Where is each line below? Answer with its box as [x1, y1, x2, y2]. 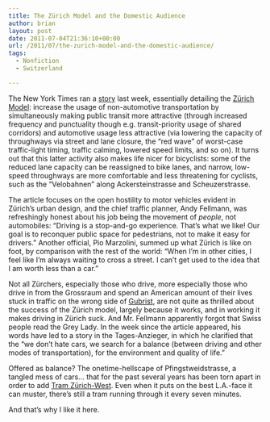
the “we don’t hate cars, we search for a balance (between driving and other [8, 339, 262, 349]
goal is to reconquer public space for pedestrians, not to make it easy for [8, 229, 251, 239]
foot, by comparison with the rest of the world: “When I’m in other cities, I [8, 246, 252, 256]
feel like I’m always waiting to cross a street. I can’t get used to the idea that [8, 255, 260, 265]
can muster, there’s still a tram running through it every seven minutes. [8, 389, 242, 399]
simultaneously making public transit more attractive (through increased [8, 111, 247, 120]
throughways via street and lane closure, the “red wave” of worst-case [8, 136, 243, 146]
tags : [8, 49, 27, 57]
